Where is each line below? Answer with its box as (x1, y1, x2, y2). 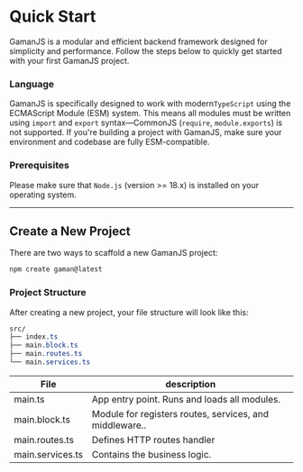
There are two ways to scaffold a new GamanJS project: (9, 248, 218, 259)
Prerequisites (9, 159, 69, 172)
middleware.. (91, 419, 147, 431)
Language (9, 77, 55, 90)
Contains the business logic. (91, 448, 212, 460)
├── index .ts (9, 332, 59, 341)
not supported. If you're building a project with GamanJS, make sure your (9, 127, 282, 138)
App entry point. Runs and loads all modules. (91, 393, 281, 405)
